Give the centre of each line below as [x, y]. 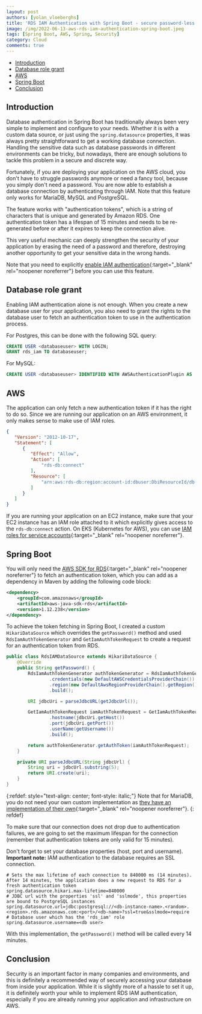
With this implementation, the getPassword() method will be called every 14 [99, 934]
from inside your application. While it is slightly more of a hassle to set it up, [100, 986]
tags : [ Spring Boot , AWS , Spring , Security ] [63, 34]
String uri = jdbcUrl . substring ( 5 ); [74, 767]
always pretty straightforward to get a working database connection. [91, 141]
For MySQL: [21, 364]
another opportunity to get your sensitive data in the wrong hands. [88, 253]
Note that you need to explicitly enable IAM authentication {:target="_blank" [99, 264]
